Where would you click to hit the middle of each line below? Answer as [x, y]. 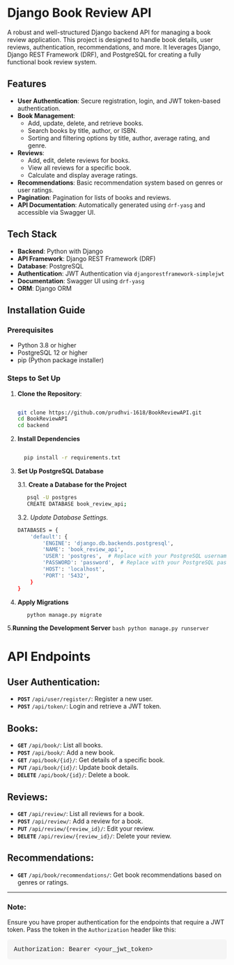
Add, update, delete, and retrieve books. [86, 123]
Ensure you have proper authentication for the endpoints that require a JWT [116, 922]
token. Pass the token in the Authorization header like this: [92, 930]
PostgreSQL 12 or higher [52, 353]
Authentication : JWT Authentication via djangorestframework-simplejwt [121, 273]
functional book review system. [52, 62]
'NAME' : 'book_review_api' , [83, 550]
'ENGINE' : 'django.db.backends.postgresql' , [108, 543]
